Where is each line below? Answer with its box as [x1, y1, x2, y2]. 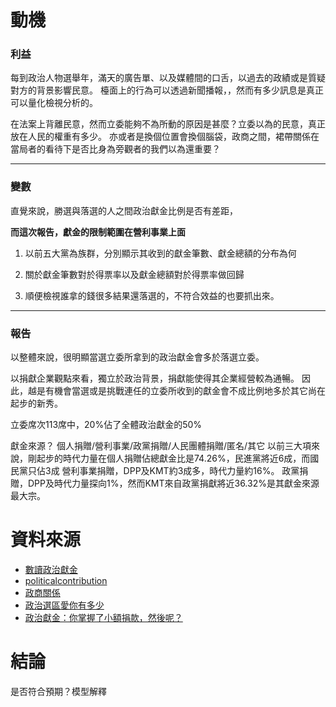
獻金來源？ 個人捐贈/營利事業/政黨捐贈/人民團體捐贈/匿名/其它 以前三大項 [10, 440, 312, 452]
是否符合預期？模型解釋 [10, 685, 107, 697]
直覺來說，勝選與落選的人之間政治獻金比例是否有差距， [10, 204, 238, 216]
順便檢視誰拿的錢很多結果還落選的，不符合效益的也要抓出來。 [24, 289, 280, 301]
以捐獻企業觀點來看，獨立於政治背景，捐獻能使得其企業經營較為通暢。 [10, 372, 300, 385]
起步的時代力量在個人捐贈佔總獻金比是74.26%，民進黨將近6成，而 [36, 452, 311, 465]
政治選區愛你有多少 [24, 599, 105, 611]
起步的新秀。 [10, 397, 63, 410]
